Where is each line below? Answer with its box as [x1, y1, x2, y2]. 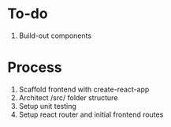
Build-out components [18, 31, 92, 40]
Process [7, 58, 62, 77]
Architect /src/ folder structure [18, 92, 118, 103]
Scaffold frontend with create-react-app [18, 84, 150, 94]
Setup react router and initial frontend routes [18, 110, 164, 119]
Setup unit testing [18, 101, 76, 110]
